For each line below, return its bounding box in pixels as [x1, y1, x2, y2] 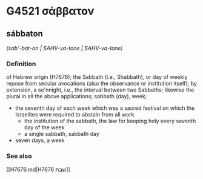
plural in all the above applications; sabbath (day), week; [6, 93, 147, 100]
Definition [6, 59, 36, 68]
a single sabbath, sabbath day [24, 130, 100, 138]
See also [6, 152, 32, 160]
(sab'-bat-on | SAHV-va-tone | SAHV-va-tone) [6, 44, 123, 52]
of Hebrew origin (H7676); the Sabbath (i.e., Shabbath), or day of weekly [6, 73, 188, 81]
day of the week [24, 124, 65, 131]
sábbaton [6, 29, 44, 39]
